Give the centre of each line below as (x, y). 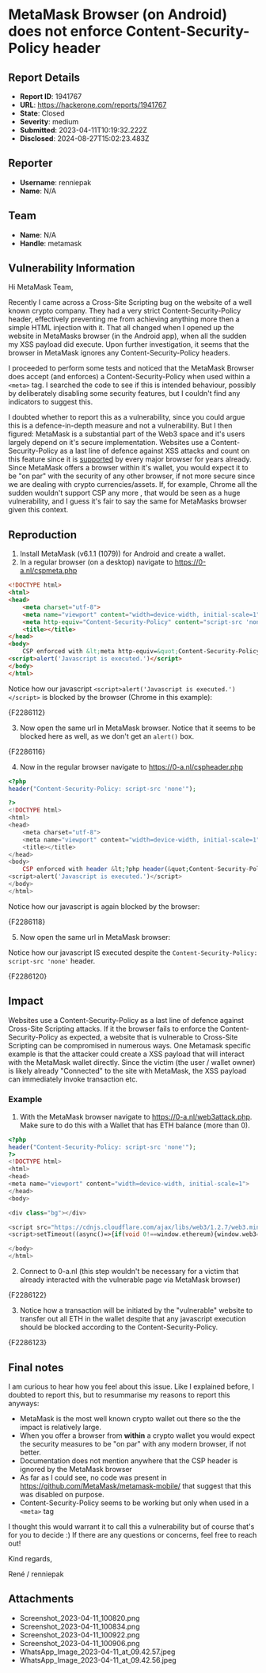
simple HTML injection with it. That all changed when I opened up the (122, 328)
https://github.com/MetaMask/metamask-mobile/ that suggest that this (135, 1485)
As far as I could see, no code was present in (93, 1477)
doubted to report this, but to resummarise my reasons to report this (120, 1394)
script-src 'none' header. (52, 960)
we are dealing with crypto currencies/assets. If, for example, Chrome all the (133, 485)
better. (30, 1452)
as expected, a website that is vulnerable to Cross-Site (149, 1037)
